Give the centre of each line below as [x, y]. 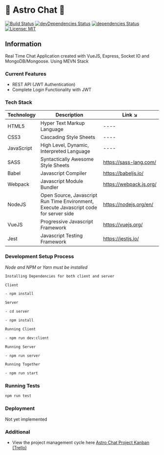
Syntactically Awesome [67, 159]
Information [23, 44]
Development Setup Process [40, 256]
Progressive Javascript [67, 222]
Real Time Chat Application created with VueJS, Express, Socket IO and [77, 56]
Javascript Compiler [64, 173]
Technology [21, 115]
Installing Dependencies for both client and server [60, 276]
